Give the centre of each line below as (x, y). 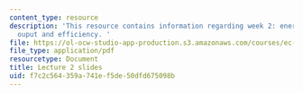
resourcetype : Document (54, 59)
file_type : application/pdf (62, 51)
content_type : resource (54, 17)
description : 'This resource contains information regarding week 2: (143, 26)
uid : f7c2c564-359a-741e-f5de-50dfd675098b (92, 76)
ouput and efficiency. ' (64, 34)
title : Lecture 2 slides (56, 68)
